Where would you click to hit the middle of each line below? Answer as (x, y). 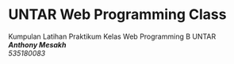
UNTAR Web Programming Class (117, 15)
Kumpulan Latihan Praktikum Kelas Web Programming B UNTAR (112, 36)
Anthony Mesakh (37, 44)
